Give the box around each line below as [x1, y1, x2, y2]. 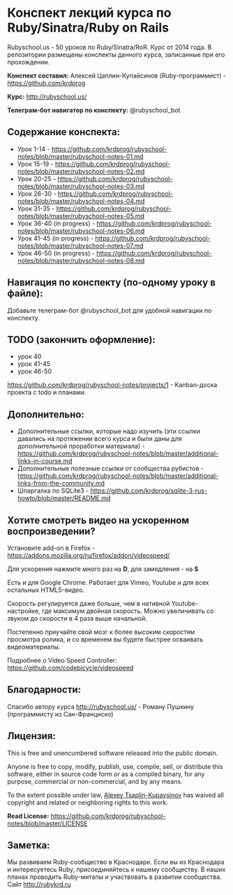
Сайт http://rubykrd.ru [7, 880, 71, 889]
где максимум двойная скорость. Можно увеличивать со [41, 607, 214, 615]
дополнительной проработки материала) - [17, 442, 145, 451]
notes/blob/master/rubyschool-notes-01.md [17, 152, 144, 160]
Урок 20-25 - [17, 174, 57, 183]
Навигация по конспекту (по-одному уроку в [7, 276, 216, 288]
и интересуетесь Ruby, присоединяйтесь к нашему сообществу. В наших [7, 866, 226, 874]
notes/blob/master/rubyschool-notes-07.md [17, 241, 144, 250]
